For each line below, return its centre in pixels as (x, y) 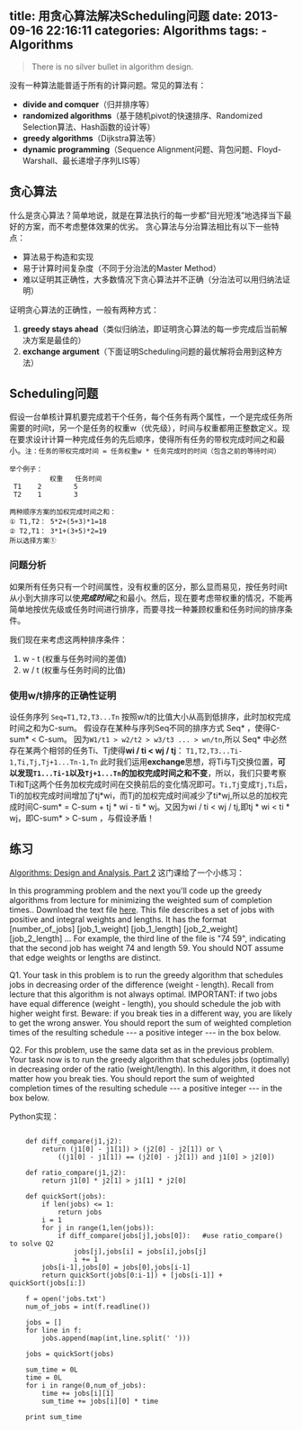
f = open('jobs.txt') (66, 1299)
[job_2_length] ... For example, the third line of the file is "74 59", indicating (147, 938)
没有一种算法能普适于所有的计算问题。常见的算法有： (108, 85)
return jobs (80, 1212)
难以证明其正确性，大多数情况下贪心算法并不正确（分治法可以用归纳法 (152, 279)
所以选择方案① (33, 541)
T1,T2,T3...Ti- (214, 751)
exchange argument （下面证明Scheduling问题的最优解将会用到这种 (148, 351)
